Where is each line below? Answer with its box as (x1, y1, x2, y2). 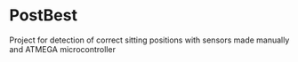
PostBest (9, 5, 78, 26)
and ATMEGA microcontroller (9, 43, 116, 54)
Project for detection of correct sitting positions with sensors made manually (9, 35, 290, 45)
